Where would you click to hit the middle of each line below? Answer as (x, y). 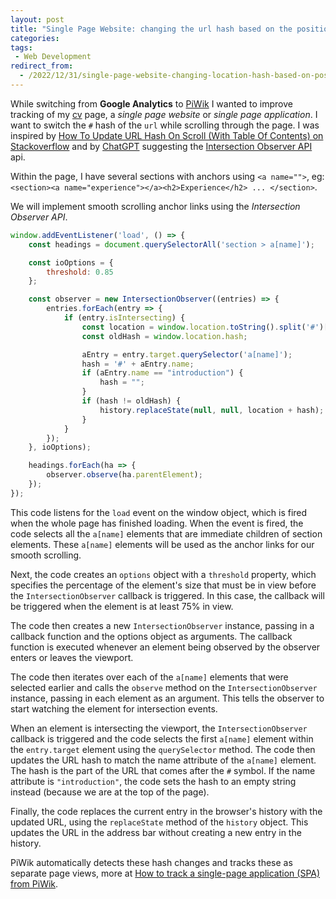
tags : (21, 47)
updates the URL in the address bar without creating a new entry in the (156, 832)
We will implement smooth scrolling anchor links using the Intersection (155, 206)
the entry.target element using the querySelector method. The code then (163, 749)
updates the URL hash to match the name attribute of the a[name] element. (163, 760)
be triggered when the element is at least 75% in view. (122, 606)
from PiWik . (34, 883)
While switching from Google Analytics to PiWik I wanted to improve (151, 103)
